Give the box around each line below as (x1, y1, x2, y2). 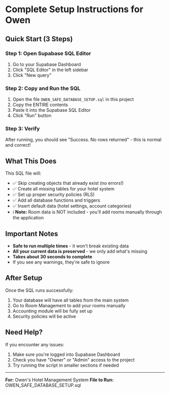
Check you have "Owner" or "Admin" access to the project (12, 356, 135, 363)
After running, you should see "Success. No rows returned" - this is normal (5, 137, 162, 143)
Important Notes (5, 230, 58, 238)
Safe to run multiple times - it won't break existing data (12, 243, 129, 249)
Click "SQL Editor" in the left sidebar (12, 67, 89, 73)
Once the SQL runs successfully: (5, 287, 74, 293)
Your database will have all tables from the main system (12, 297, 129, 303)
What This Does (5, 156, 57, 166)
